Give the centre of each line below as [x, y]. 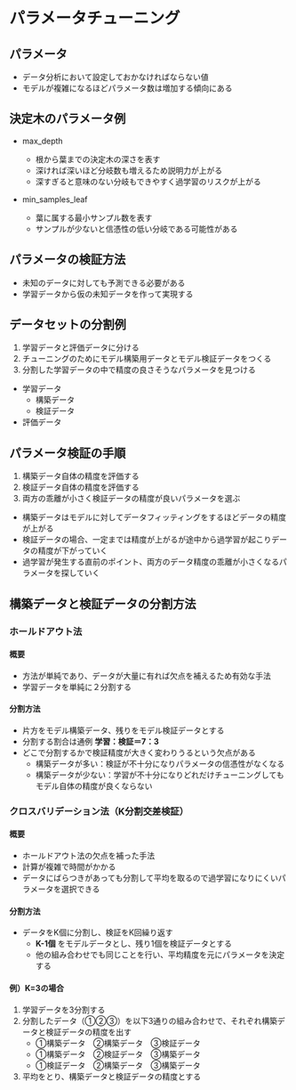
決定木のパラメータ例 [68, 119]
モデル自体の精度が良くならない [94, 785]
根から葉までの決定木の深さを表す [98, 159]
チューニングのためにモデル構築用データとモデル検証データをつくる [147, 359]
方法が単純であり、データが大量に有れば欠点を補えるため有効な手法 [146, 675]
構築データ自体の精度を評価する [80, 476]
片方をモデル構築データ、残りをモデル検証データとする [123, 730]
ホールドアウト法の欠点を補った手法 [88, 856]
